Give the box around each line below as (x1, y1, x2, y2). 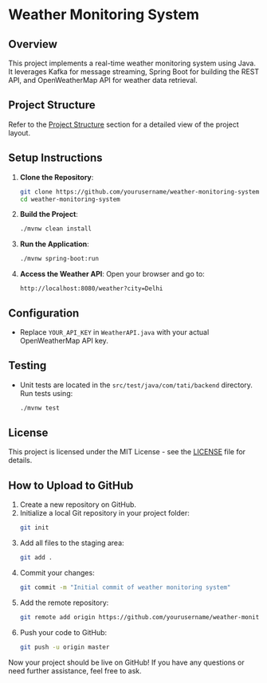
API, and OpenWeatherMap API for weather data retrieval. (8, 76, 198, 84)
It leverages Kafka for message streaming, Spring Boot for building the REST (8, 67, 260, 77)
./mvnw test (19, 404, 60, 412)
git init (19, 524, 49, 532)
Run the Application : (19, 239, 89, 249)
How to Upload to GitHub (8, 478, 134, 492)
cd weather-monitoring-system (19, 195, 121, 203)
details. (8, 456, 33, 465)
